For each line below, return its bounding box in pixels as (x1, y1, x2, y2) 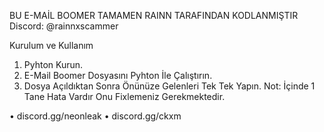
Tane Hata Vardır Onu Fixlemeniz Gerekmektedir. (23, 91, 226, 102)
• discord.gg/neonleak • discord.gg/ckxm (9, 110, 182, 122)
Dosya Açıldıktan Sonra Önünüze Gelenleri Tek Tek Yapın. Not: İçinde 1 (23, 80, 316, 92)
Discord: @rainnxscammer (9, 20, 119, 32)
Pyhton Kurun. (23, 59, 84, 70)
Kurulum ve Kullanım (9, 40, 94, 51)
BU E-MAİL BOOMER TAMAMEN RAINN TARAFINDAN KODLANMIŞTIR (9, 10, 299, 21)
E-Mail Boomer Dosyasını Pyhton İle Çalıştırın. (23, 70, 213, 81)
